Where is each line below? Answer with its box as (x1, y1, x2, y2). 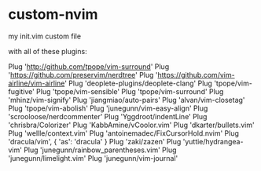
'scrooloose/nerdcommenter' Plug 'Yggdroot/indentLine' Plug (8, 111, 208, 121)
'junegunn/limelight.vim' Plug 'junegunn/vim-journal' (8, 153, 178, 162)
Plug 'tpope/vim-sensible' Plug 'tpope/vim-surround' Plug (36, 86, 224, 96)
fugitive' (8, 86, 35, 96)
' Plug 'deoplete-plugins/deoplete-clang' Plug (64, 78, 212, 88)
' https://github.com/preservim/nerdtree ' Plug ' (8, 70, 158, 79)
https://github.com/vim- (156, 70, 235, 79)
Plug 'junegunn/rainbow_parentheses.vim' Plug (23, 145, 177, 155)
